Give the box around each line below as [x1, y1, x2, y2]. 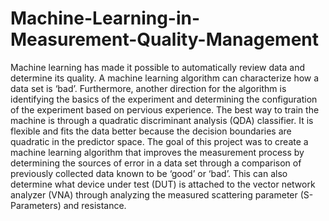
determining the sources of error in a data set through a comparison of [10, 157, 302, 169]
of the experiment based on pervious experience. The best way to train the [10, 103, 320, 116]
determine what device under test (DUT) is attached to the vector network [10, 178, 316, 190]
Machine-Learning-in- [10, 7, 201, 30]
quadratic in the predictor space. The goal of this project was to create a [10, 135, 309, 147]
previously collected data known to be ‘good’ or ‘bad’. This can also [10, 167, 288, 179]
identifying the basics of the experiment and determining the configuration [10, 93, 318, 105]
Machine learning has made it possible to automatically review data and [10, 61, 305, 73]
